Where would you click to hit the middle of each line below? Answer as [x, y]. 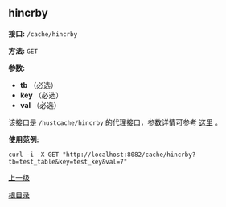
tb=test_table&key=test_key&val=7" [68, 161]
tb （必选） [39, 85]
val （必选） [40, 105]
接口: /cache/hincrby [43, 33]
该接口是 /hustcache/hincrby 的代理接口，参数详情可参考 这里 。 [115, 122]
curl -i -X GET [34, 155]
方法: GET [23, 51]
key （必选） [41, 95]
